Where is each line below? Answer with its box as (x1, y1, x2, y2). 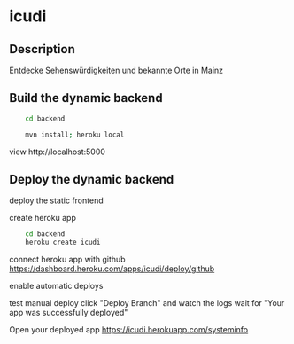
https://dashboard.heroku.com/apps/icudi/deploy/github (9, 263, 215, 274)
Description (9, 42, 75, 57)
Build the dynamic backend (9, 90, 163, 106)
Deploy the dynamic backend (9, 171, 174, 187)
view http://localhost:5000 (9, 146, 106, 157)
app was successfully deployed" (9, 308, 128, 318)
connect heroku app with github (9, 254, 126, 265)
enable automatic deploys (9, 281, 104, 292)
